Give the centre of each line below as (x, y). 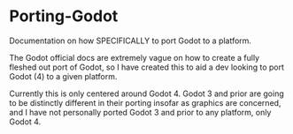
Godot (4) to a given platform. (63, 76)
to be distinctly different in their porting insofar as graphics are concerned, (145, 102)
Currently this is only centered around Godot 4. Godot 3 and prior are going (147, 93)
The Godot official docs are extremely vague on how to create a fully (134, 57)
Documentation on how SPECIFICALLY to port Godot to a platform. (131, 41)
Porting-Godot (64, 16)
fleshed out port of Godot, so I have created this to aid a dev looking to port (147, 67)
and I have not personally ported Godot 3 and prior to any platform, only (140, 112)
